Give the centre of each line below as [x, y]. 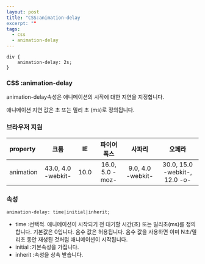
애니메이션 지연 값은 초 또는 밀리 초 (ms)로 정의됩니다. [70, 110]
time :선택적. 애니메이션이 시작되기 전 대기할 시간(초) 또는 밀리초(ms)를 [100, 224]
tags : [13, 29]
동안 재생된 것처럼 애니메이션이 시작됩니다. [77, 239]
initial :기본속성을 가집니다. [47, 247]
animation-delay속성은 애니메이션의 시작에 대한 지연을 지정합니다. [85, 97]
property [23, 149]
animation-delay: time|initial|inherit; [59, 212]
